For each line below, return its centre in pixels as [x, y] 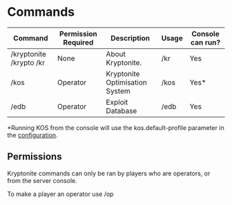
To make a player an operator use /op [60, 194]
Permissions [35, 157]
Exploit [117, 102]
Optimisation [126, 82]
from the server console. [42, 180]
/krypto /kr [28, 63]
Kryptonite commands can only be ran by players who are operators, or [109, 173]
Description [130, 38]
